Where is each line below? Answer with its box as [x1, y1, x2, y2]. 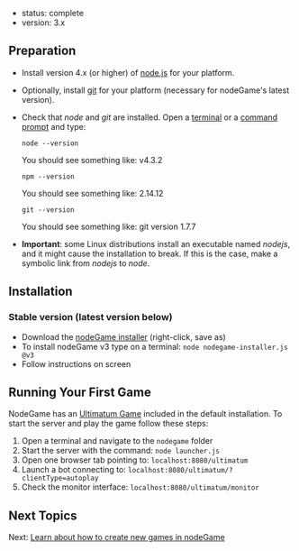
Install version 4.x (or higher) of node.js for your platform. [21, 67, 235, 78]
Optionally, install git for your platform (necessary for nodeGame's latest [21, 85, 290, 96]
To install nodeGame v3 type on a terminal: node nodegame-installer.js [21, 341, 289, 352]
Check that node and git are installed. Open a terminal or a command [21, 112, 278, 123]
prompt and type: [21, 121, 86, 132]
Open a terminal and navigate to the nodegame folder [21, 436, 213, 446]
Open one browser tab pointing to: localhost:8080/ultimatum [21, 455, 249, 465]
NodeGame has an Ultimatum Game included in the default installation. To [8, 409, 283, 419]
